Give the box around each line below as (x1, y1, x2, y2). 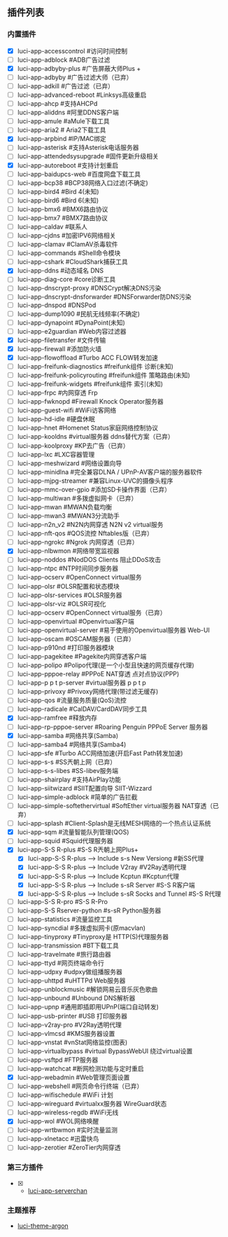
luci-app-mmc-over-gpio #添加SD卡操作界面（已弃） (17, 485, 171, 493)
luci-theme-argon (17, 1222, 69, 1230)
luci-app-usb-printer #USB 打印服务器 (17, 1011, 128, 1020)
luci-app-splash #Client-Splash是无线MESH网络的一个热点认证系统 (17, 819, 211, 828)
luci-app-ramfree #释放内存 (17, 713, 98, 722)
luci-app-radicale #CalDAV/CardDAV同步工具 (17, 705, 148, 713)
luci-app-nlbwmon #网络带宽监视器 (17, 547, 120, 555)
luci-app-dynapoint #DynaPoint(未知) (17, 318, 126, 327)
